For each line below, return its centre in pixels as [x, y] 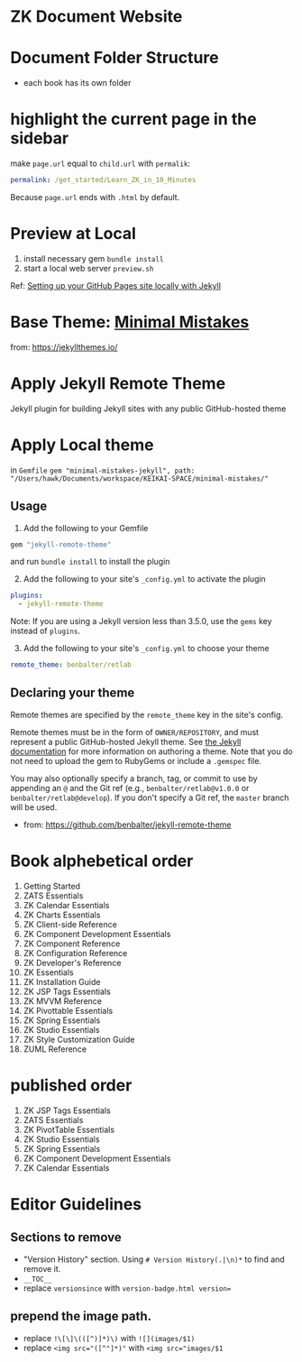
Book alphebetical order [102, 861]
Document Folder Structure [114, 58]
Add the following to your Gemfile [86, 528]
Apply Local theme [82, 445]
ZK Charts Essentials [62, 915]
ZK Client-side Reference [70, 924]
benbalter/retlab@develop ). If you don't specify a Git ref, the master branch [150, 797]
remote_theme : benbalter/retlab [71, 665]
